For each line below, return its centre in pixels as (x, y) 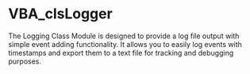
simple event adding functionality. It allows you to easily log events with (125, 44)
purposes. (25, 61)
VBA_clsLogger (60, 14)
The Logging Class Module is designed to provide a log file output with (124, 36)
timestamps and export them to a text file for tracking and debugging (121, 53)
